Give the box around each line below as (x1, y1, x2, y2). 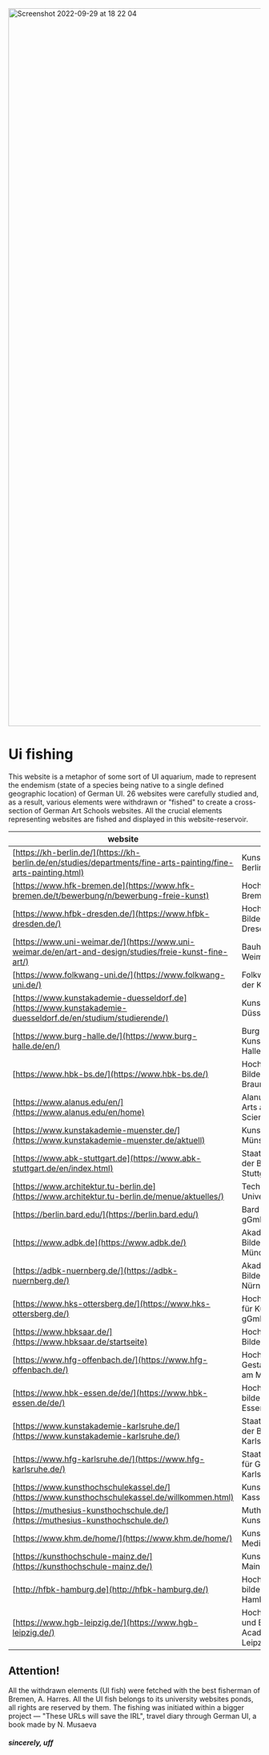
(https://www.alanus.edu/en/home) (12, 1106, 146, 1117)
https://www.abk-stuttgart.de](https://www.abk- (15, 1153, 202, 1164)
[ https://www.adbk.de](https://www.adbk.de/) (12, 1237, 187, 1248)
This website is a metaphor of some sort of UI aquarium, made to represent (8, 772, 257, 781)
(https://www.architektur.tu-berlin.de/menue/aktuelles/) (12, 1190, 224, 1202)
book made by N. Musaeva (8, 1720, 98, 1729)
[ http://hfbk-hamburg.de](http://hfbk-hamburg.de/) (12, 1583, 209, 1595)
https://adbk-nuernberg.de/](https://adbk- (15, 1265, 179, 1276)
